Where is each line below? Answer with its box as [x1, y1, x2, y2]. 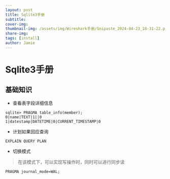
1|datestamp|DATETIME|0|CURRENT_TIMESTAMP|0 [5, 119, 101, 124]
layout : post [5, 7, 33, 13]
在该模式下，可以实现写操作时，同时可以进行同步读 [17, 159, 125, 165]
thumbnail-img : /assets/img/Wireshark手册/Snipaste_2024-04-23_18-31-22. [5, 26, 163, 31]
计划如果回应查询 [12, 128, 49, 134]
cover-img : [5, 21, 28, 27]
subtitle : [5, 17, 26, 22]
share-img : [5, 31, 28, 36]
